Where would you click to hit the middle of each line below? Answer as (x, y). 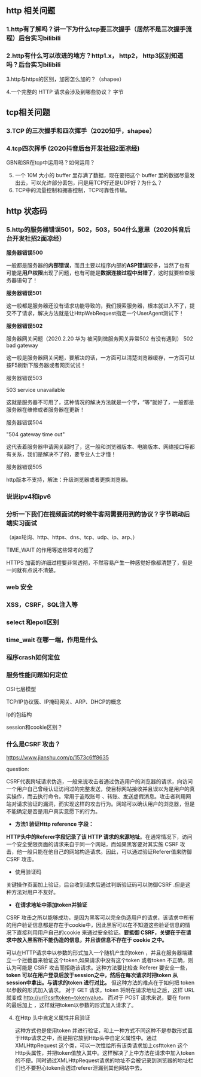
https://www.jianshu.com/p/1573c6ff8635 (58, 757)
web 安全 (19, 587)
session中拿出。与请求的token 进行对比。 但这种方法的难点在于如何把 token (100, 982)
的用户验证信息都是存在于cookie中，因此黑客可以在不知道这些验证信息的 (96, 925)
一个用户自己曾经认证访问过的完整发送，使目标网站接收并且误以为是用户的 (98, 789)
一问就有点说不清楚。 (32, 570)
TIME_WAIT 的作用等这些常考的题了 (50, 550)
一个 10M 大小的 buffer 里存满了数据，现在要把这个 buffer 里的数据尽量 (102, 175)
